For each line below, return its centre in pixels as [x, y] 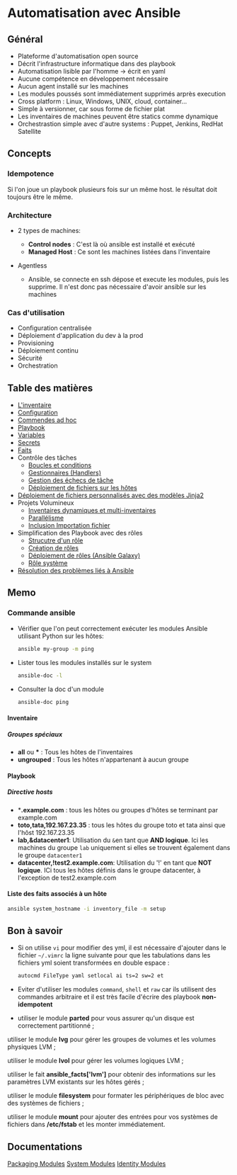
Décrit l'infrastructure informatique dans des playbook [97, 64]
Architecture [30, 215]
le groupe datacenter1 [50, 855]
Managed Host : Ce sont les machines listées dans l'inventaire [119, 251]
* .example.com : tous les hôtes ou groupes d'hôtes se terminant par [117, 810]
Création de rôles [53, 548]
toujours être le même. [40, 197]
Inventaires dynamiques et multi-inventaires [92, 511]
